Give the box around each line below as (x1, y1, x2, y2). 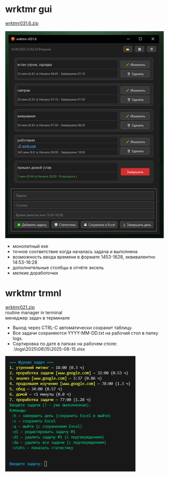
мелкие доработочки (12, 270, 58, 276)
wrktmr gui (5, 4, 52, 15)
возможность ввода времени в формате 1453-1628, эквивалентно (12, 254, 156, 260)
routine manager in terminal (5, 309, 63, 315)
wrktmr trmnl (5, 288, 62, 299)
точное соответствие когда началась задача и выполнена (12, 249, 138, 255)
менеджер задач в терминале (5, 315, 70, 321)
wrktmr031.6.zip (5, 20, 39, 26)
